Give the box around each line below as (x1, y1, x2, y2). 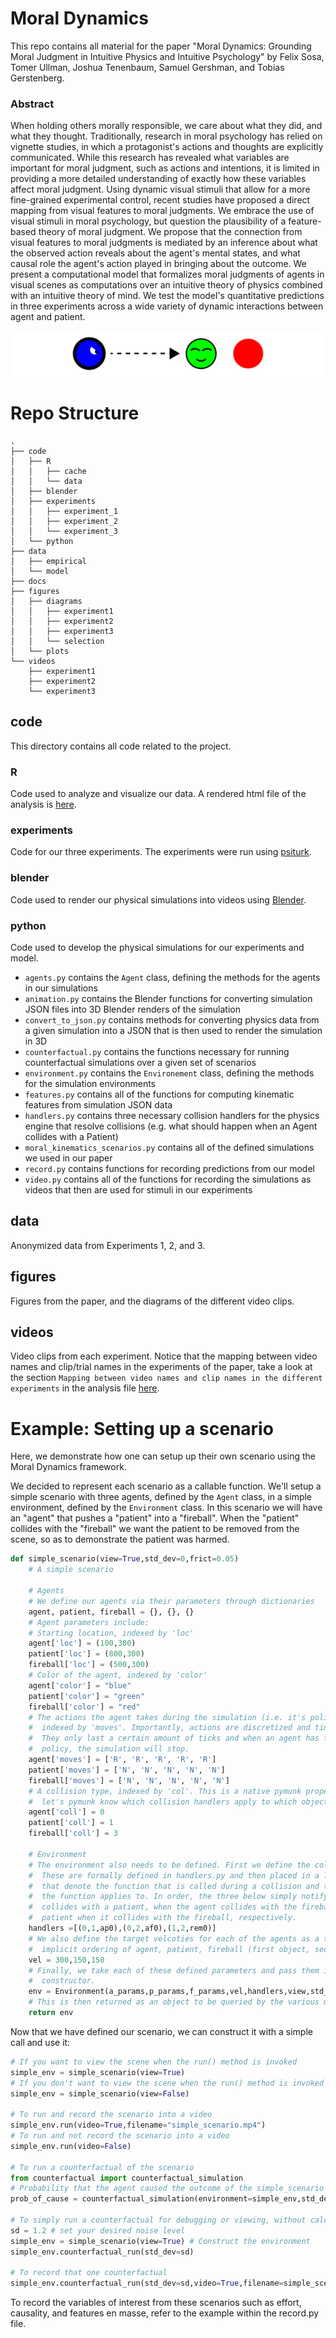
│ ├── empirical (10, 557, 87, 567)
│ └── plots (10, 647, 70, 657)
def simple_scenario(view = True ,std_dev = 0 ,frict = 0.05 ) (10, 1554, 240, 1564)
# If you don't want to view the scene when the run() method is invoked (10, 2078, 325, 2088)
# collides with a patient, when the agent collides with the (28, 1902, 298, 1912)
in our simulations (24, 982, 98, 994)
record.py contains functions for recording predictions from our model (24, 1163, 315, 1175)
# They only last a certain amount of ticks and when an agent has (28, 1733, 320, 1744)
